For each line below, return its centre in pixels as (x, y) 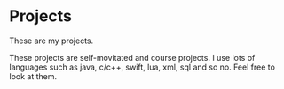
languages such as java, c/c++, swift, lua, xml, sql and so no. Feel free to (142, 67)
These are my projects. (51, 41)
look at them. (33, 76)
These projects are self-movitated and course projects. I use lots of (132, 57)
